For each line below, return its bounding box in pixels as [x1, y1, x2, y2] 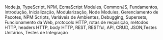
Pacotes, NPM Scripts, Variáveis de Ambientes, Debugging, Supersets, [4, 14, 148, 20]
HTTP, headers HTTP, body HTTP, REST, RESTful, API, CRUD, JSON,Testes [4, 25, 157, 30]
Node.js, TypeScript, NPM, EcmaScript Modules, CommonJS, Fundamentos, [4, 4, 159, 10]
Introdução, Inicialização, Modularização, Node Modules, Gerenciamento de [4, 9, 159, 15]
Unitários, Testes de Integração [4, 30, 68, 35]
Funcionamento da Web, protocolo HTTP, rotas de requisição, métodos [4, 19, 148, 25]
